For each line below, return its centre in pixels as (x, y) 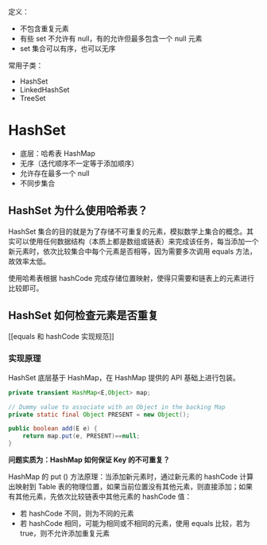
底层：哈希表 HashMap (57, 153)
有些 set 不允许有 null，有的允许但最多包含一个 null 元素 (111, 39)
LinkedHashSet (44, 90)
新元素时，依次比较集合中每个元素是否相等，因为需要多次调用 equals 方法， (132, 251)
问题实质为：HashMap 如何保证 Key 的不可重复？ (89, 460)
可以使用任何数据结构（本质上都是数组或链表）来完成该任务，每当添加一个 (137, 241)
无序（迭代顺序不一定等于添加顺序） (79, 163)
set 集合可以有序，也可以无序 (68, 49)
